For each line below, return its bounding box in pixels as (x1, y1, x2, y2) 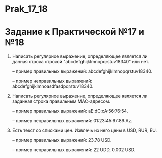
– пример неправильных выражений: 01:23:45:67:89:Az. (12, 118, 133, 124)
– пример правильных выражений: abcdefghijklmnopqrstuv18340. (12, 68, 153, 74)
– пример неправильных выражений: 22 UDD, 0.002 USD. (12, 147, 136, 153)
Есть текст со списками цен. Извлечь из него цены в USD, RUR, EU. (12, 127, 157, 133)
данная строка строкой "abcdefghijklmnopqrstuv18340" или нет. (12, 59, 149, 65)
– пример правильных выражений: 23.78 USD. (12, 137, 112, 143)
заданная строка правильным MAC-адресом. (12, 98, 111, 104)
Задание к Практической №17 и (5, 26, 144, 38)
